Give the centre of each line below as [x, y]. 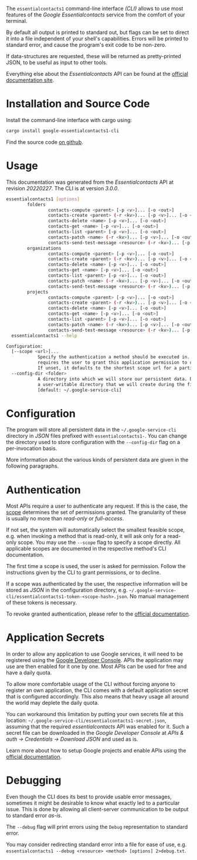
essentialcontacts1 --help [44, 335]
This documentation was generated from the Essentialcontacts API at [90, 182]
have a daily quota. [29, 673]
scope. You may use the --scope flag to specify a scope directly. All [99, 542]
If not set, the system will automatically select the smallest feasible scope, [96, 530]
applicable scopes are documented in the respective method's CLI [86, 549]
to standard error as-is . [34, 815]
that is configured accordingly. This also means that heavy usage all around [97, 697]
